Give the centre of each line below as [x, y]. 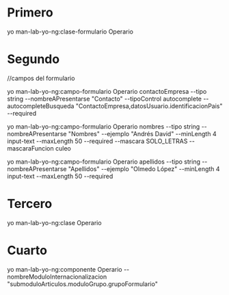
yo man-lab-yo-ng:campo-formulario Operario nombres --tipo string [104, 126]
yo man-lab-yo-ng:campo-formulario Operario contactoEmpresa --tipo [107, 91]
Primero [30, 13]
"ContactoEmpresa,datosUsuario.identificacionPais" [149, 106]
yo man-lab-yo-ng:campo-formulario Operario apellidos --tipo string [104, 162]
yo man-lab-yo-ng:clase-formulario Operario [70, 31]
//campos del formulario [41, 78]
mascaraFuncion [31, 148]
